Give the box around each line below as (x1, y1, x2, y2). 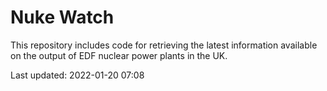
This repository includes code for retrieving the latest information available (10, 39, 318, 51)
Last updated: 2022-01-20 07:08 (10, 69, 145, 81)
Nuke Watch (10, 6, 115, 29)
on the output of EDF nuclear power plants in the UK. (10, 49, 228, 61)
